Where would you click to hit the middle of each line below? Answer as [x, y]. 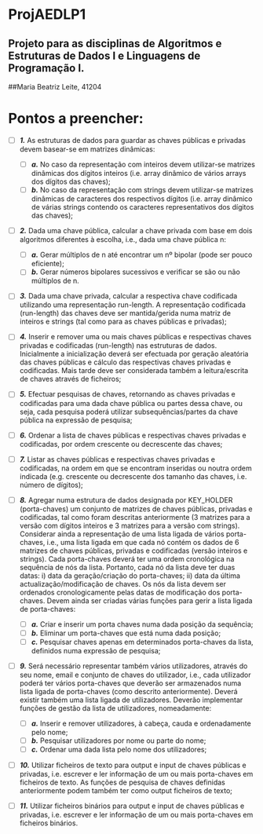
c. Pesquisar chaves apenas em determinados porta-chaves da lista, [142, 642]
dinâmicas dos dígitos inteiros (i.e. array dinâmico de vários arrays [139, 174]
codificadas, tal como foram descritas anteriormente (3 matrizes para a [135, 517]
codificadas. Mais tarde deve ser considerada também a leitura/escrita [134, 371]
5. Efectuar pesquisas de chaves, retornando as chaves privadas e [127, 394]
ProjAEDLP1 [47, 15]
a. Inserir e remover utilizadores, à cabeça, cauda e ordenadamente [141, 723]
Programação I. [46, 68]
